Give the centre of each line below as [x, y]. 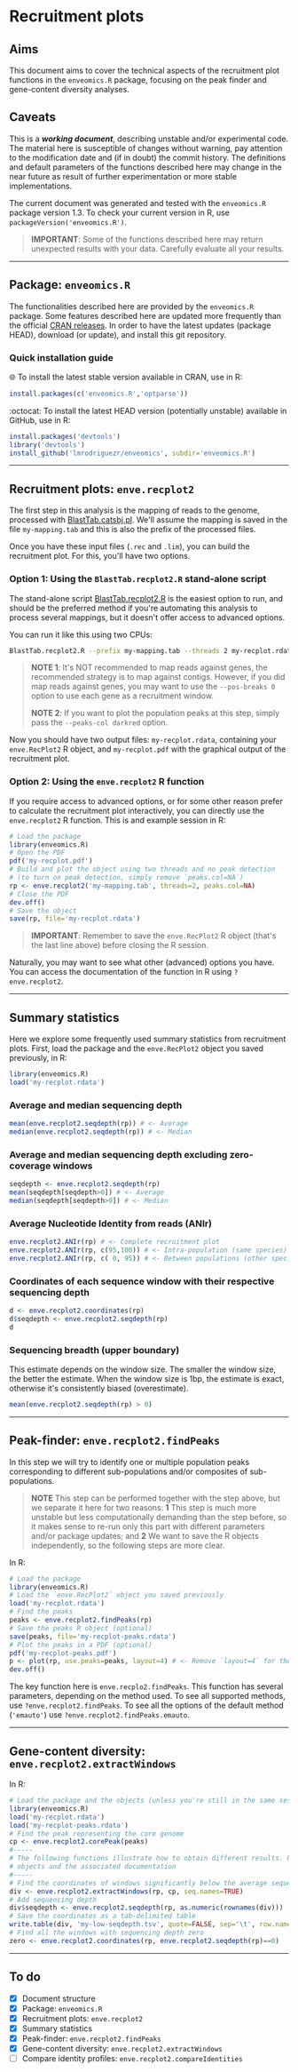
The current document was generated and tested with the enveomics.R [137, 203]
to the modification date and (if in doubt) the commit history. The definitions [148, 157]
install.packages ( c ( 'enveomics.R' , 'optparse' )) [99, 394]
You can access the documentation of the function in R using [121, 972]
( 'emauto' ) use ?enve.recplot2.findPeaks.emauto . [100, 1715]
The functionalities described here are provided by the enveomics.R [132, 306]
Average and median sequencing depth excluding [118, 1154]
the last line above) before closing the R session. [119, 945]
